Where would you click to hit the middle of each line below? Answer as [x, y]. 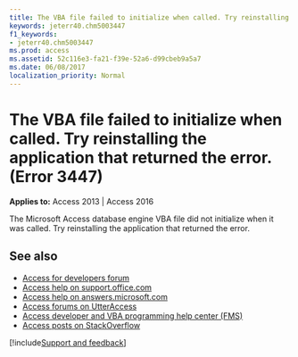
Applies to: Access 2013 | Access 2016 [82, 201]
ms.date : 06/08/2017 [48, 68]
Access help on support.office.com [87, 287]
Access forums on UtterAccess [79, 306]
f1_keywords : [33, 34]
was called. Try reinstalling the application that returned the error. [129, 228]
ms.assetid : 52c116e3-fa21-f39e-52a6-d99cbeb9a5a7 [105, 59]
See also [33, 257]
